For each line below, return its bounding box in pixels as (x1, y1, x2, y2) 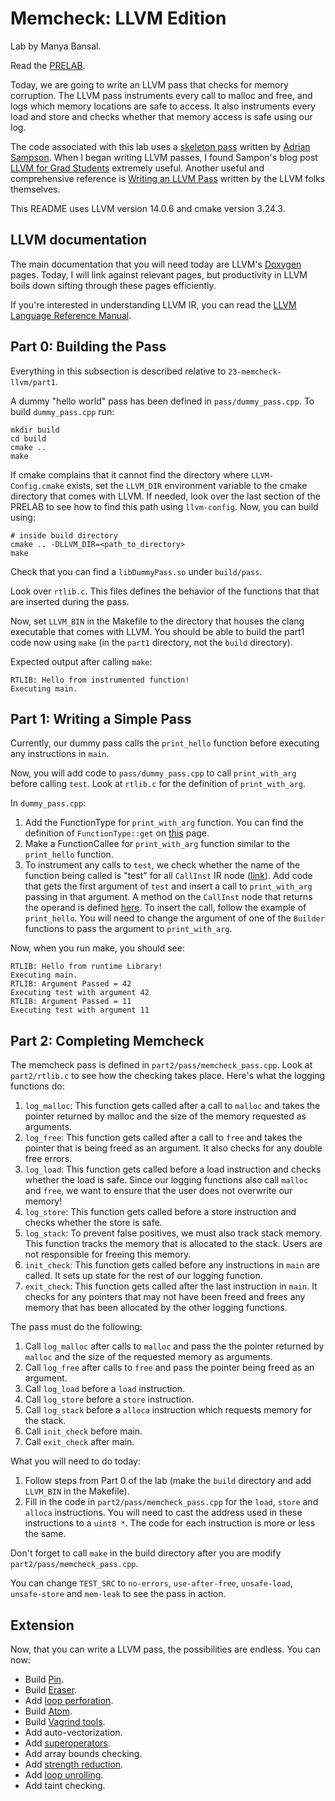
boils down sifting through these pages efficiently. (10, 279, 217, 291)
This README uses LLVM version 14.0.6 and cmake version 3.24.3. (10, 202, 286, 214)
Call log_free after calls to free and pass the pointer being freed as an (24, 1362, 315, 1374)
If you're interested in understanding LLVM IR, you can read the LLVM (10, 298, 297, 311)
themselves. (10, 183, 61, 195)
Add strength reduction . (24, 1758, 124, 1770)
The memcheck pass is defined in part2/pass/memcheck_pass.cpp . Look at (10, 1059, 313, 1071)
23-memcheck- (228, 367, 282, 377)
